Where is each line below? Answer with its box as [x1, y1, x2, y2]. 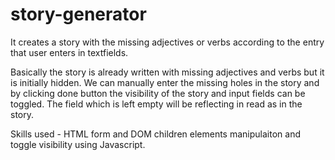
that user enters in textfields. [10, 46, 129, 58]
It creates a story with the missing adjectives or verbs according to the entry [10, 36, 325, 48]
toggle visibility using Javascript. [10, 138, 146, 150]
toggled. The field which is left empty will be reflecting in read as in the [10, 98, 303, 110]
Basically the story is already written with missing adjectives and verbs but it [10, 66, 325, 78]
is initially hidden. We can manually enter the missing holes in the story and [10, 76, 320, 88]
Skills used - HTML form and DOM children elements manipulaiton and [10, 128, 301, 140]
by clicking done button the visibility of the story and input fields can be [10, 87, 306, 99]
